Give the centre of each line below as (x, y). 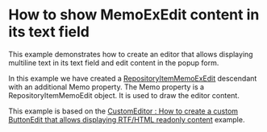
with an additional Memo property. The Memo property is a (106, 87)
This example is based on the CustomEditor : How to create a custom (123, 111)
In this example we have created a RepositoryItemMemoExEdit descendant (133, 78)
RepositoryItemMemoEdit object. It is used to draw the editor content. (124, 95)
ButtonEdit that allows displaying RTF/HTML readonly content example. (127, 119)
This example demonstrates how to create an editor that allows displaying (131, 54)
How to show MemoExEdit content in (134, 15)
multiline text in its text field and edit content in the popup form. (114, 63)
